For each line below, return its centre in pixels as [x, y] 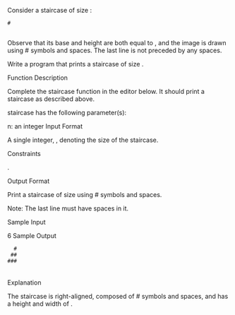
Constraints [24, 154]
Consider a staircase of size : [50, 10]
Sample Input [26, 222]
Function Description [38, 78]
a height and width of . [40, 304]
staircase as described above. [51, 99]
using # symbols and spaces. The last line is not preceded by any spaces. [115, 50]
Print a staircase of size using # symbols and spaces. [85, 195]
